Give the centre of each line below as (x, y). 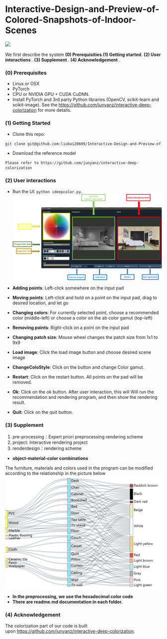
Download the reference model (44, 153)
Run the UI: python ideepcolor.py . (47, 191)
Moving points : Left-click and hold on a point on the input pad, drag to (85, 298)
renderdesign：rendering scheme (47, 448)
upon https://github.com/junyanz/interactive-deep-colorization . (70, 631)
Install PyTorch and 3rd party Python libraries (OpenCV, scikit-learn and (86, 100)
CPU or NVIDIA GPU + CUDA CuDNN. (51, 94)
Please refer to (22, 163)
